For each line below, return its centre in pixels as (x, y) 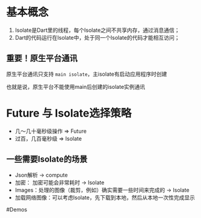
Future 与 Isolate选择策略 (69, 113)
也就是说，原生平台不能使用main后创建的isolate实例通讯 (76, 86)
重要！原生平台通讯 (42, 59)
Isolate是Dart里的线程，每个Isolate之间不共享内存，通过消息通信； (97, 30)
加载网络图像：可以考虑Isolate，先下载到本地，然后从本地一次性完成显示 (105, 197)
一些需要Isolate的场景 (47, 159)
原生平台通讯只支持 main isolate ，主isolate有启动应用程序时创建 (87, 74)
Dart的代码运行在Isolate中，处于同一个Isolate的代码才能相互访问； (97, 37)
